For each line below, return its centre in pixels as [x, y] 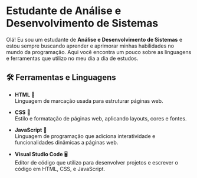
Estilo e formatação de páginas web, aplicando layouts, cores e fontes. [101, 118]
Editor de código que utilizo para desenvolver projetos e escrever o [96, 162]
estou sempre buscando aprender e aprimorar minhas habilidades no [90, 46]
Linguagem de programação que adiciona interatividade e [85, 136]
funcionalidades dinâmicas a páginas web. [66, 142]
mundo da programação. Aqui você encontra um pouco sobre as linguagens [99, 52]
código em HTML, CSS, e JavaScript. [60, 169]
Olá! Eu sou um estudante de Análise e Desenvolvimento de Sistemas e [94, 39]
